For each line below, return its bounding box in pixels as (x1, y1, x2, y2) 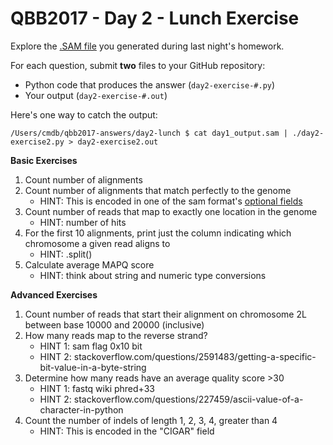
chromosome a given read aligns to (24, 237, 171, 249)
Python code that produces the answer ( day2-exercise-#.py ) (24, 78, 276, 91)
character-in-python (39, 403, 124, 416)
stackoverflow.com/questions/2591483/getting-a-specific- (73, 350, 317, 362)
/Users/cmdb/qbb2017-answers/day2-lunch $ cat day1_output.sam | (10, 128, 288, 138)
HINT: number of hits (39, 216, 127, 228)
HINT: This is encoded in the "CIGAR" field (39, 425, 215, 437)
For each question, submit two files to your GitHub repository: (10, 59, 266, 71)
